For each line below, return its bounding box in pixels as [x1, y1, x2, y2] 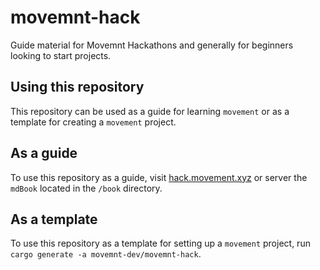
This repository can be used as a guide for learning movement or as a [10, 105, 290, 117]
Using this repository [10, 79, 145, 96]
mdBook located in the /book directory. [10, 182, 163, 194]
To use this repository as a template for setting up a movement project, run [10, 237, 311, 250]
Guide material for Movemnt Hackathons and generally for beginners [10, 39, 294, 51]
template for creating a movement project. [10, 116, 177, 128]
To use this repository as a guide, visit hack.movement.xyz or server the [10, 171, 308, 183]
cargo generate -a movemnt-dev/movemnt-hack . [10, 248, 202, 260]
